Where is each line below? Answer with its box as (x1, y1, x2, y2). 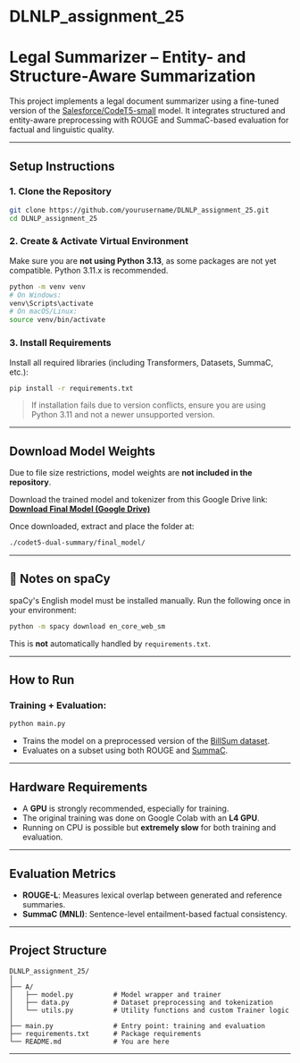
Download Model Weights (9, 443, 156, 459)
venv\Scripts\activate (9, 299, 94, 308)
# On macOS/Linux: (9, 307, 78, 316)
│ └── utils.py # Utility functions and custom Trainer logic (9, 1006, 290, 1015)
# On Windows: (9, 291, 62, 299)
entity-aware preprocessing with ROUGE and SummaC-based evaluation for (9, 114, 289, 126)
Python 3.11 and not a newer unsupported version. (30, 409, 216, 420)
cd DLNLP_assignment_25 (9, 214, 98, 223)
